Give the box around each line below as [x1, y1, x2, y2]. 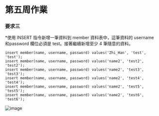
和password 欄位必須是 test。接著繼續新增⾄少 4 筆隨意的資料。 [5, 41, 133, 46]
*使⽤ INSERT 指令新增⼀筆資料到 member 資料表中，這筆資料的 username [5, 35, 154, 41]
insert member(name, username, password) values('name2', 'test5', [5, 84, 144, 89]
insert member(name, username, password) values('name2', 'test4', [5, 76, 144, 81]
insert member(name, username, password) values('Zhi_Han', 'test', [5, 50, 146, 56]
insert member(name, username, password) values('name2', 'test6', [5, 93, 144, 98]
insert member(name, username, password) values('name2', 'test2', [5, 59, 144, 64]
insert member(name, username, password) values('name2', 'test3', [5, 67, 144, 72]
